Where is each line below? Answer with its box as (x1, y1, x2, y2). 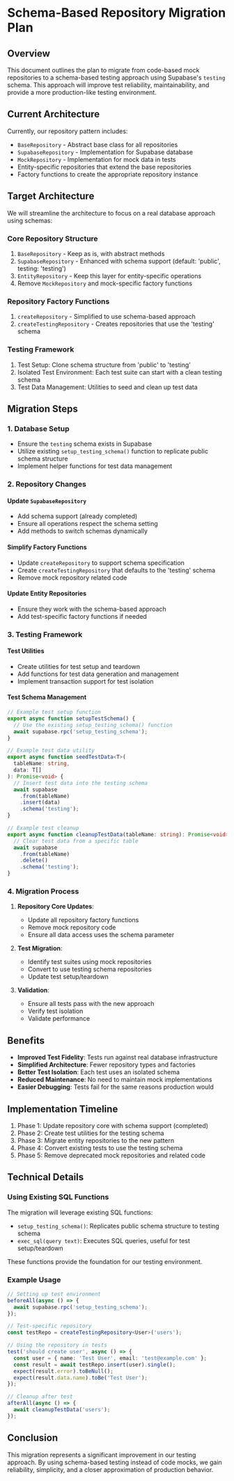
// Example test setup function (7, 709, 101, 716)
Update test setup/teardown (27, 972, 109, 981)
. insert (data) (19, 799, 61, 806)
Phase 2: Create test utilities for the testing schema (17, 1129, 164, 1137)
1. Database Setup (7, 423, 70, 433)
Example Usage (7, 1275, 61, 1284)
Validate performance (27, 1014, 91, 1023)
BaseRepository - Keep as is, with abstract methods (17, 249, 165, 257)
